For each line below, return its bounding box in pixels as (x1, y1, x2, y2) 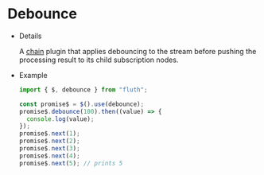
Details (18, 31, 42, 41)
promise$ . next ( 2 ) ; (18, 137, 80, 146)
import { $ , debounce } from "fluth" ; (18, 85, 148, 94)
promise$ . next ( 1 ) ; (18, 130, 80, 138)
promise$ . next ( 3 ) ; (18, 145, 80, 153)
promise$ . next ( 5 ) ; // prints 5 (18, 159, 123, 167)
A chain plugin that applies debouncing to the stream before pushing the (18, 46, 257, 56)
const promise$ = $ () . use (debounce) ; (18, 100, 145, 108)
